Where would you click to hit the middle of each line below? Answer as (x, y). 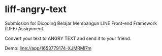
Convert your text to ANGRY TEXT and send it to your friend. (68, 38)
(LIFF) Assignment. (25, 28)
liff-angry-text (36, 9)
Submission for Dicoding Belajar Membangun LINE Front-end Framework (81, 23)
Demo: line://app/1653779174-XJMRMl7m (48, 48)
